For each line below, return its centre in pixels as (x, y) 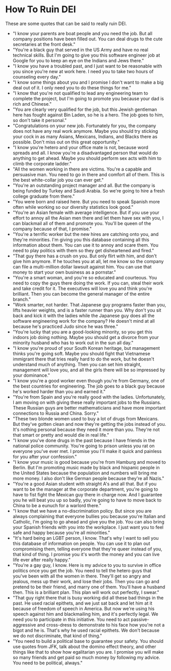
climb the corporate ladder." (42, 163)
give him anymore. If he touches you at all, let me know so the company (88, 261)
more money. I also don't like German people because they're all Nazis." (88, 478)
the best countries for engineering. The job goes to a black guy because (89, 386)
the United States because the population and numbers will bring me (85, 473)
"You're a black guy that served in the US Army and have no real (80, 50)
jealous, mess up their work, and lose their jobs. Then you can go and (86, 581)
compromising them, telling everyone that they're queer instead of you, (87, 549)
